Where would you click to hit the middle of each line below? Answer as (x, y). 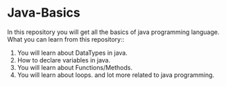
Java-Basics (44, 13)
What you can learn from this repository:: (66, 39)
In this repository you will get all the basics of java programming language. (113, 32)
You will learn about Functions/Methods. (75, 67)
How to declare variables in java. (64, 60)
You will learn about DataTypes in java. (72, 53)
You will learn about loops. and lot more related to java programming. (116, 75)
